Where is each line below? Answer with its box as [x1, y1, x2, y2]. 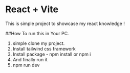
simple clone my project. [12, 40, 65, 46]
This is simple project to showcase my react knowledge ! [5, 20, 125, 27]
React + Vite [5, 4, 59, 15]
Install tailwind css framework [12, 45, 76, 52]
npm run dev [12, 62, 40, 68]
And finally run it [12, 56, 48, 62]
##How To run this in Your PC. [5, 30, 69, 36]
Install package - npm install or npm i [12, 51, 91, 57]
